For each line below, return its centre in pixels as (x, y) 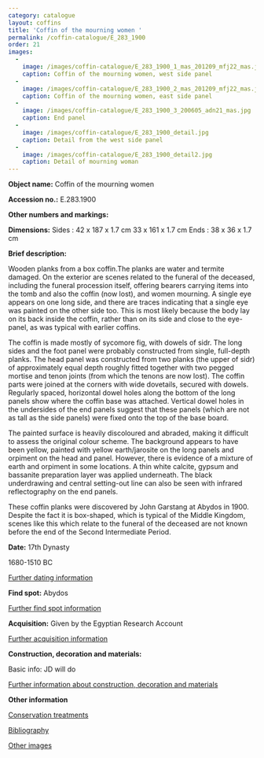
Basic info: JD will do (42, 669)
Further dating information (51, 578)
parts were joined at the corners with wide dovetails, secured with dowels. (128, 385)
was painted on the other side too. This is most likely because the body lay (129, 311)
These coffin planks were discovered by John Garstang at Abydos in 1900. (129, 507)
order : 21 (24, 45)
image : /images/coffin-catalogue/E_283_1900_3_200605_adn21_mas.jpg (137, 111)
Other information (38, 700)
